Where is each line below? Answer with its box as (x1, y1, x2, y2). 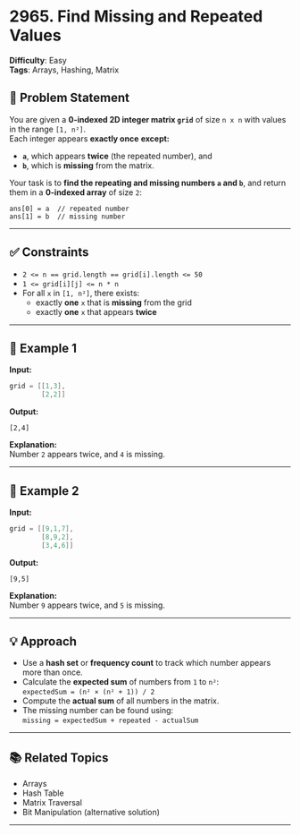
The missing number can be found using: (21, 705, 174, 716)
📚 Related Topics (9, 750, 109, 765)
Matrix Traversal (21, 797, 83, 808)
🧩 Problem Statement (9, 90, 130, 106)
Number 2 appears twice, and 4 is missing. (9, 449, 165, 460)
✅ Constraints (9, 244, 89, 260)
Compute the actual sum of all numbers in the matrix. (21, 695, 220, 706)
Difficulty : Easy (9, 55, 67, 65)
